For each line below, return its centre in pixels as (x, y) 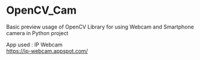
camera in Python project (37, 33)
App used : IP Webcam (34, 45)
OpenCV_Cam (41, 10)
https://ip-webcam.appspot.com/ (47, 50)
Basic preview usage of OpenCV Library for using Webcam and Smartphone (100, 27)
